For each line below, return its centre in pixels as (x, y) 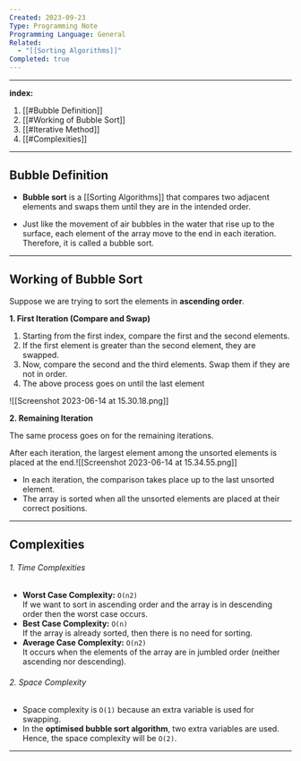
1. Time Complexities (47, 567)
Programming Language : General (68, 34)
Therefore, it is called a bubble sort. (88, 243)
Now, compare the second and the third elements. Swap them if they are (156, 364)
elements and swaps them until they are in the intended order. (136, 206)
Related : (26, 43)
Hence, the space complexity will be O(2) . (99, 739)
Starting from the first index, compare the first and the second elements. (156, 336)
